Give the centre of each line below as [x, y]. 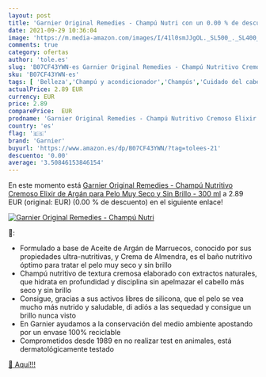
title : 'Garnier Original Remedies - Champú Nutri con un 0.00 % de [123, 23]
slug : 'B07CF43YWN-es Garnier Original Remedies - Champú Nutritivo [123, 67]
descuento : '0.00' [38, 155]
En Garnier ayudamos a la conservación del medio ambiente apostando [136, 324]
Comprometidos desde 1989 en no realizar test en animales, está [125, 341]
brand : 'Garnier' [37, 141]
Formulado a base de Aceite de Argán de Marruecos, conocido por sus [135, 248]
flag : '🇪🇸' [28, 133]
